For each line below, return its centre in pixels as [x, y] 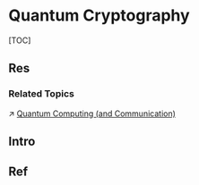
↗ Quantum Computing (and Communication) [92, 114]
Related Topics [42, 94]
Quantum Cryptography [99, 16]
